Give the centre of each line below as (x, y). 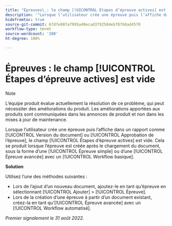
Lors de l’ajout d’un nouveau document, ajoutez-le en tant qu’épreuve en (89, 186)
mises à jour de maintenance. (36, 119)
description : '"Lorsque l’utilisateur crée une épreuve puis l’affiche (83, 15)
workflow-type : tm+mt (28, 29)
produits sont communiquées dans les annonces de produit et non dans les (85, 114)
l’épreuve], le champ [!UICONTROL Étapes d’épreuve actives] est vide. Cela (85, 140)
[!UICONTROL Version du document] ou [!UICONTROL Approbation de (80, 135)
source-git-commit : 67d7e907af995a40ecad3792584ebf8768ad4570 (73, 24)
